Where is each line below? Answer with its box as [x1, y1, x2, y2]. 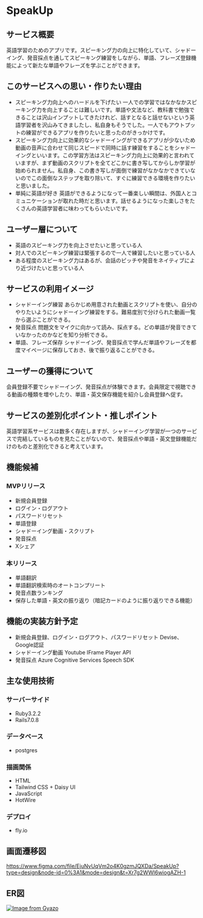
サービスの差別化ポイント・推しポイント [6, 410, 158, 421]
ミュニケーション [15, 197, 58, 204]
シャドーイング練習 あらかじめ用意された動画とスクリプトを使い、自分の [15, 301, 198, 308]
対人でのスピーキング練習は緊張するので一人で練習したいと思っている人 [15, 249, 196, 256]
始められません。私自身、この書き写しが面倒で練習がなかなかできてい [15, 166, 191, 174]
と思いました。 [15, 182, 53, 189]
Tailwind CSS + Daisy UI [15, 784, 76, 791]
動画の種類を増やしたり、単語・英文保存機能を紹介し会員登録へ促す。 [11, 391, 187, 398]
